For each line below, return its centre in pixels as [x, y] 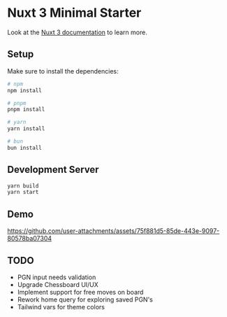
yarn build [23, 186]
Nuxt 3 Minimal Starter [74, 13]
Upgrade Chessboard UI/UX [58, 284]
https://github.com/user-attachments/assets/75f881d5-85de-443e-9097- [113, 231]
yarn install [26, 129]
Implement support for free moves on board [80, 292]
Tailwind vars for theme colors [61, 307]
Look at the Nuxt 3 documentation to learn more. [78, 32]
